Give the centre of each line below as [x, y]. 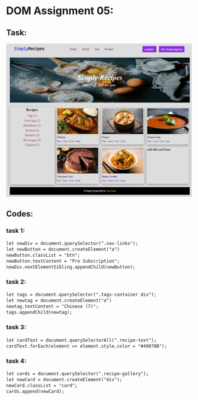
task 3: [16, 327]
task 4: [16, 361]
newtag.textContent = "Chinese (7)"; [52, 307]
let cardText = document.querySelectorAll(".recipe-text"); [82, 340]
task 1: [16, 230]
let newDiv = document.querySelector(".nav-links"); [72, 244]
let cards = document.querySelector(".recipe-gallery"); [77, 373]
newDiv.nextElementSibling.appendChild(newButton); [71, 267]
